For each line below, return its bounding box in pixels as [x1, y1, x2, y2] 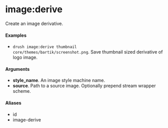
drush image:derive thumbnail [12, 44, 77, 49]
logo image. [12, 55, 38, 61]
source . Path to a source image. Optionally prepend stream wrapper [12, 83, 156, 89]
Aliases [5, 99, 22, 106]
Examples [5, 32, 27, 38]
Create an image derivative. [5, 20, 64, 27]
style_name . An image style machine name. [12, 78, 105, 84]
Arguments [5, 66, 30, 72]
